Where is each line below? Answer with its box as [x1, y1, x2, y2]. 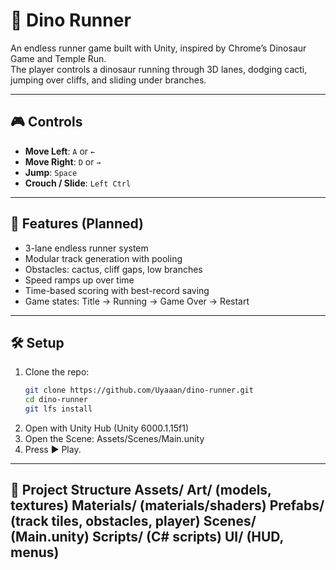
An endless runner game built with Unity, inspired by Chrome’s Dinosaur [10, 42, 307, 54]
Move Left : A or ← [24, 145, 96, 157]
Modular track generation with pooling [24, 252, 183, 264]
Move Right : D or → [24, 155, 102, 168]
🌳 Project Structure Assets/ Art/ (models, [10, 482, 272, 499]
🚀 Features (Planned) [10, 215, 145, 233]
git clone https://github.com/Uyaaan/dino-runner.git [24, 385, 254, 396]
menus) [10, 544, 60, 561]
